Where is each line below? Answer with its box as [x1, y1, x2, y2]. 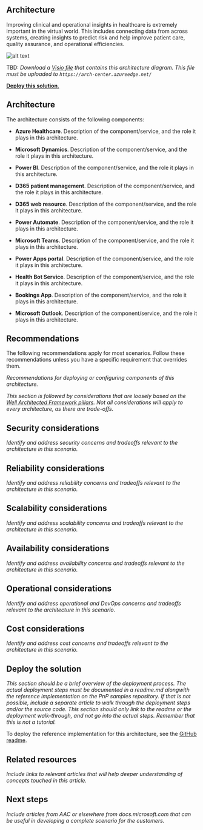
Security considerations [6, 423, 99, 433]
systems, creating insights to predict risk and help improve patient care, [6, 33, 185, 41]
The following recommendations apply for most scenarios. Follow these [6, 349, 185, 357]
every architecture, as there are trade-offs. [6, 405, 114, 413]
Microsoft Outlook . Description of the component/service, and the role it [15, 309, 198, 317]
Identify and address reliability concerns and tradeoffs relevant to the [6, 479, 181, 487]
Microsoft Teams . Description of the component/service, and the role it [15, 237, 195, 244]
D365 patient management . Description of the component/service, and [15, 182, 195, 189]
